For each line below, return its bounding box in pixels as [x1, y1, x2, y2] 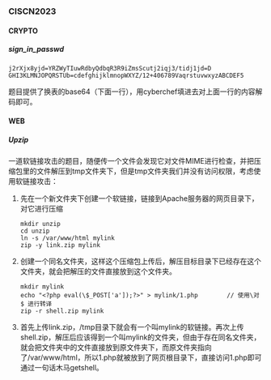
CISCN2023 [8, 6, 57, 17]
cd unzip [19, 227, 50, 236]
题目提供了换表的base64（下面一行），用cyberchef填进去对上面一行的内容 [8, 87, 256, 96]
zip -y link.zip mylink [19, 241, 101, 250]
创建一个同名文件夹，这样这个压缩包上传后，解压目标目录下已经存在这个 [19, 257, 261, 267]
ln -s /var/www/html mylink [19, 234, 115, 242]
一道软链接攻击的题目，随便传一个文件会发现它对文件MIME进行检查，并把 [8, 156, 255, 166]
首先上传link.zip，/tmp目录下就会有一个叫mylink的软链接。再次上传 [19, 322, 244, 332]
